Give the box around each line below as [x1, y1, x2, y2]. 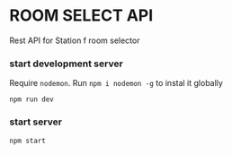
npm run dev [9, 95, 54, 104]
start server [9, 115, 63, 128]
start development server [9, 57, 123, 70]
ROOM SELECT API [9, 5, 154, 26]
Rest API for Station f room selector [9, 35, 140, 46]
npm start [9, 136, 47, 145]
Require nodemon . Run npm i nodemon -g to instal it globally [9, 78, 223, 89]
